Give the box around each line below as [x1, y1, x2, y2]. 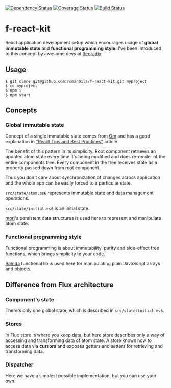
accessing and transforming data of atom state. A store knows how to [5, 337, 152, 344]
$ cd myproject [5, 83, 38, 88]
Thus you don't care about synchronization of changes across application [5, 174, 161, 181]
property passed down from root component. [5, 165, 101, 171]
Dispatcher [5, 361, 34, 368]
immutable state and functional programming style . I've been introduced [5, 45, 162, 51]
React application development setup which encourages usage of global [5, 39, 158, 45]
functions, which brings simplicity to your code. [5, 250, 106, 257]
